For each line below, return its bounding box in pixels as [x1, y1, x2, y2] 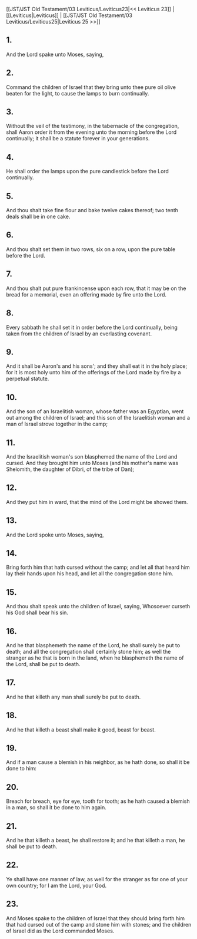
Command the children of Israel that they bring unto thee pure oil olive [6, 83, 176, 91]
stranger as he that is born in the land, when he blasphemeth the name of [6, 654, 184, 661]
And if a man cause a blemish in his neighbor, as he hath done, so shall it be [6, 759, 190, 766]
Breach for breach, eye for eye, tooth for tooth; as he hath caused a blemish [6, 798, 190, 805]
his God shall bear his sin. [6, 609, 69, 616]
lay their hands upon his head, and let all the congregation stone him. [6, 570, 173, 577]
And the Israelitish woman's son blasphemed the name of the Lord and [6, 453, 178, 460]
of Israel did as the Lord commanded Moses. [6, 927, 115, 934]
